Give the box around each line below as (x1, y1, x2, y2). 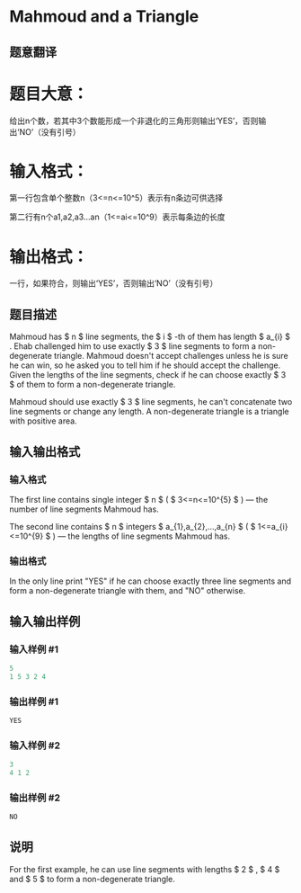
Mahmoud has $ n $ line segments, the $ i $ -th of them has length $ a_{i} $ (9, 331, 290, 343)
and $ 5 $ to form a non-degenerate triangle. (9, 873, 175, 884)
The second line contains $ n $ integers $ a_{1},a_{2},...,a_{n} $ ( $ (9, 521, 256, 531)
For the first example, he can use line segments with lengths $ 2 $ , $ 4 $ (9, 863, 280, 874)
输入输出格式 (9, 443, 81, 460)
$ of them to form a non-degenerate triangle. (9, 380, 176, 390)
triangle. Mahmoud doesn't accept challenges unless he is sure (53, 351, 289, 362)
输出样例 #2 (9, 791, 61, 804)
